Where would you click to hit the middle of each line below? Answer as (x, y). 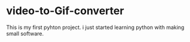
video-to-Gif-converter (65, 11)
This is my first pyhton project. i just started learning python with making (95, 27)
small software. (25, 33)
